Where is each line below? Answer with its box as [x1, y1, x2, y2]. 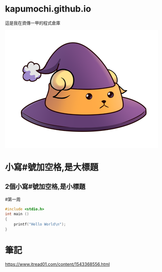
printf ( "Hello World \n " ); [14, 222, 66, 227]
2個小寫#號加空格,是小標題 [5, 183, 86, 191]
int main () [5, 212, 29, 217]
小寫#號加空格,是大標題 [5, 161, 98, 173]
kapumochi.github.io [5, 3, 91, 15]
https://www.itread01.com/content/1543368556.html [5, 261, 110, 267]
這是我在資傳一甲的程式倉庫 [5, 20, 61, 26]
